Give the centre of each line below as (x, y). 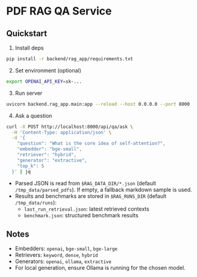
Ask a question (33, 115)
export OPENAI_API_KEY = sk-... (44, 81)
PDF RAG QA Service (59, 11)
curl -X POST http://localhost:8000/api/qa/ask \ (70, 127)
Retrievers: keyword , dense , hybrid (56, 255)
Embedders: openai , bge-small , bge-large (66, 249)
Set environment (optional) (48, 70)
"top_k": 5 (31, 166)
